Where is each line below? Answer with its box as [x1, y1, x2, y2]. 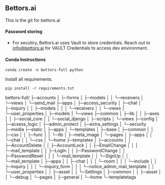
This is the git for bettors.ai [5, 17, 61, 23]
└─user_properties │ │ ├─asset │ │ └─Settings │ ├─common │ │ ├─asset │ [5, 169, 162, 175]
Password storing [5, 28, 43, 34]
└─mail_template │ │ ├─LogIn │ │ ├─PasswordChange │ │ [5, 148, 126, 154]
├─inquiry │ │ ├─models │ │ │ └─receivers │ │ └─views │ [5, 105, 125, 111]
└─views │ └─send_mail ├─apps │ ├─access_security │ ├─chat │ [5, 100, 142, 106]
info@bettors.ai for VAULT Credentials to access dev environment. [12, 45, 148, 51]
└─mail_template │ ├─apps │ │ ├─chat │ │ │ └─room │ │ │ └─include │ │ [5, 158, 158, 164]
